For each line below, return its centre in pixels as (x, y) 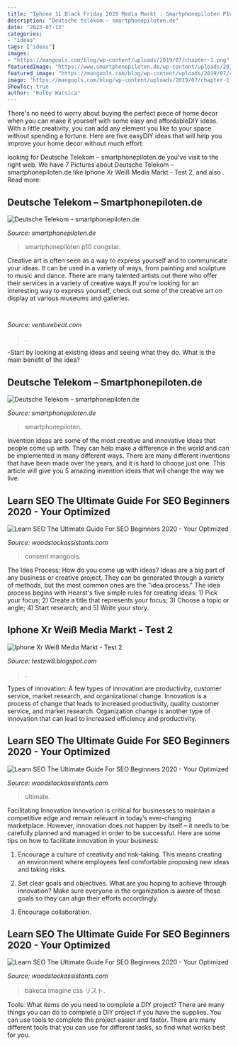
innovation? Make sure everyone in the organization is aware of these (119, 891)
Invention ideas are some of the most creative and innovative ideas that (112, 441)
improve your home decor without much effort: (75, 143)
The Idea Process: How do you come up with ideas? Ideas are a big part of (116, 570)
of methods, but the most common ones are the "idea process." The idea (114, 585)
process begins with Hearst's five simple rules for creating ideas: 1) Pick (113, 593)
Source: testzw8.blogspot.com (52, 661)
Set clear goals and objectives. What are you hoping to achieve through (122, 883)
